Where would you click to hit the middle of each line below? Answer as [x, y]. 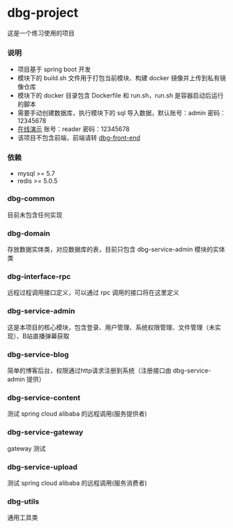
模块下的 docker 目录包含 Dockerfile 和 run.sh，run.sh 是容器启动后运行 [120, 96]
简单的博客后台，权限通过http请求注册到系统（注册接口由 [90, 370]
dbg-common [31, 199]
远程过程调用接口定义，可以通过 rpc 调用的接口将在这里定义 [93, 293]
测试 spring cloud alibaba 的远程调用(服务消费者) [77, 483]
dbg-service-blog [38, 354]
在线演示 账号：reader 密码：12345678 [74, 129]
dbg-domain [29, 233]
